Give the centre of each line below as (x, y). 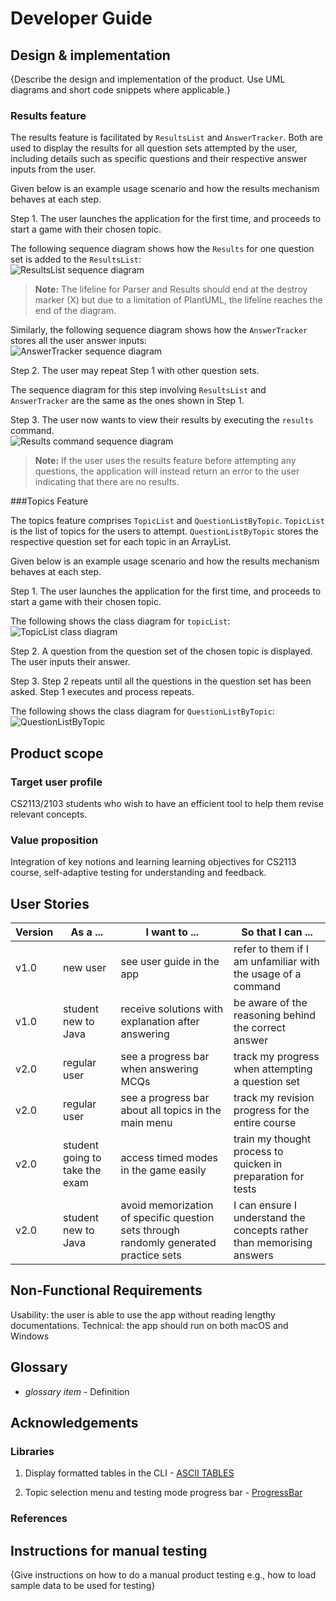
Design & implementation (90, 55)
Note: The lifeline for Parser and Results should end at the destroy (171, 289)
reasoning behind (274, 1015)
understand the (269, 1218)
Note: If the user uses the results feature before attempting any (165, 461)
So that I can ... (277, 932)
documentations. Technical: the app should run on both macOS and (149, 1325)
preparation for (269, 1177)
